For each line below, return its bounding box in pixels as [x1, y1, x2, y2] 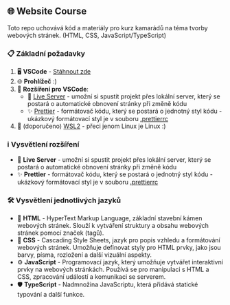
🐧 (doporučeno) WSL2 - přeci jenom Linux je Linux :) [16, 122, 166, 130]
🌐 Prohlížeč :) [16, 77, 57, 85]
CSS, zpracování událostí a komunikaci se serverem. [16, 272, 166, 281]
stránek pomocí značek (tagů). [16, 229, 104, 237]
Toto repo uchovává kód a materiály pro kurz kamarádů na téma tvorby [7, 23, 208, 32]
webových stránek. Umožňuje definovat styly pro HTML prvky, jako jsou [16, 243, 221, 251]
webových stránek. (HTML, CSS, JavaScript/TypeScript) [7, 31, 167, 39]
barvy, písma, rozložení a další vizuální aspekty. [16, 251, 152, 259]
